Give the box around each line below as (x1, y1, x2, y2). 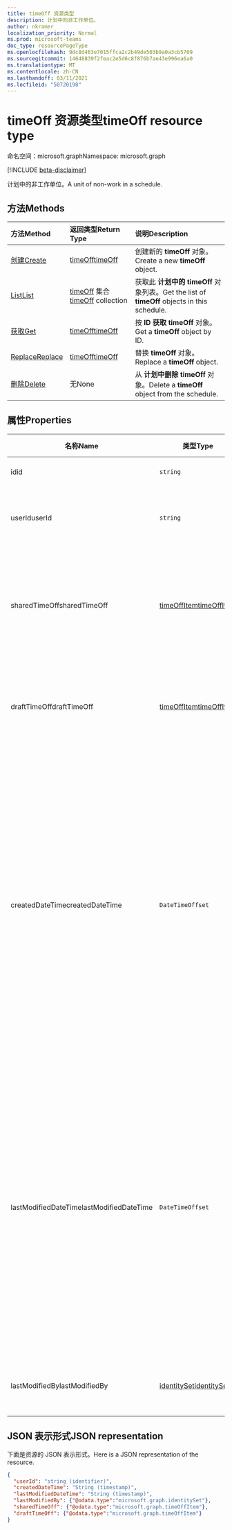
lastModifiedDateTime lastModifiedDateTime (10, 1202, 153, 1212)
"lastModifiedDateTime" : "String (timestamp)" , (13, 1491, 153, 1497)
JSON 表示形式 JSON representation (7, 1430, 164, 1442)
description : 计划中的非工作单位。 (7, 17, 99, 24)
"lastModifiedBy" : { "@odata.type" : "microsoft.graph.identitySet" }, (13, 1497, 212, 1504)
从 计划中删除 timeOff (135, 370, 206, 379)
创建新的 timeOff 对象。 (135, 247, 213, 256)
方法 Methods (7, 202, 65, 214)
